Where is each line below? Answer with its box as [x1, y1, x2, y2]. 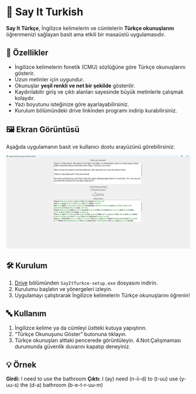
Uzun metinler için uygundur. [14, 76, 85, 83]
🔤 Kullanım [6, 309, 47, 318]
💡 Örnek [6, 360, 37, 369]
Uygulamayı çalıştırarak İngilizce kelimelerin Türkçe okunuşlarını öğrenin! [14, 292, 190, 299]
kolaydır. [14, 94, 35, 101]
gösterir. [14, 70, 35, 77]
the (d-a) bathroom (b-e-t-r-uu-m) [20, 382, 104, 389]
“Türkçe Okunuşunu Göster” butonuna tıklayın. [14, 330, 127, 337]
